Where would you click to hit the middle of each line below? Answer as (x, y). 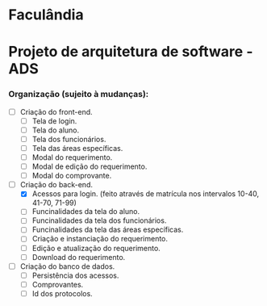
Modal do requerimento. (72, 157)
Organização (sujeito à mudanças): (79, 94)
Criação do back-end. (56, 185)
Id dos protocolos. (62, 293)
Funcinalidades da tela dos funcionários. (99, 220)
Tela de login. (54, 121)
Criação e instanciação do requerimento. (100, 239)
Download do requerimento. (79, 257)
